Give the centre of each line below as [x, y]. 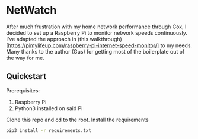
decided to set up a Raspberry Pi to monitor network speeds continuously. [97, 32]
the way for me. [25, 58]
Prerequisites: [23, 90]
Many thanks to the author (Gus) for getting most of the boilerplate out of [95, 51]
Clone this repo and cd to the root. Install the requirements [78, 120]
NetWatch [31, 10]
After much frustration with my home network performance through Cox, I [96, 27]
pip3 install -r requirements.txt [49, 130]
